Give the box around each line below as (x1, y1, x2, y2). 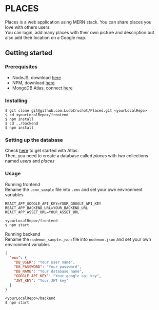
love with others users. (5, 24, 51, 30)
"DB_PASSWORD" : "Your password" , (14, 265, 82, 269)
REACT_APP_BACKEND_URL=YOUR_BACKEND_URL (5, 206, 89, 210)
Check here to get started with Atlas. (5, 147, 79, 154)
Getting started (5, 49, 53, 57)
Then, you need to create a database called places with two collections (5, 153, 149, 159)
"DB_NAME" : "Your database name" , (14, 269, 84, 274)
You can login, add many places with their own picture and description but (5, 29, 155, 35)
